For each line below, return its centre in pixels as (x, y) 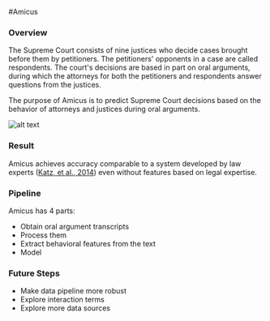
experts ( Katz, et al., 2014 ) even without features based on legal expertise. (133, 172)
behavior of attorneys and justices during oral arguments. (104, 109)
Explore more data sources (65, 308)
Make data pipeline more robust (73, 291)
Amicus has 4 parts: (42, 211)
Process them (43, 235)
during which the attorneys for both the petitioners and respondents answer (135, 76)
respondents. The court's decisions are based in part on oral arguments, (129, 67)
